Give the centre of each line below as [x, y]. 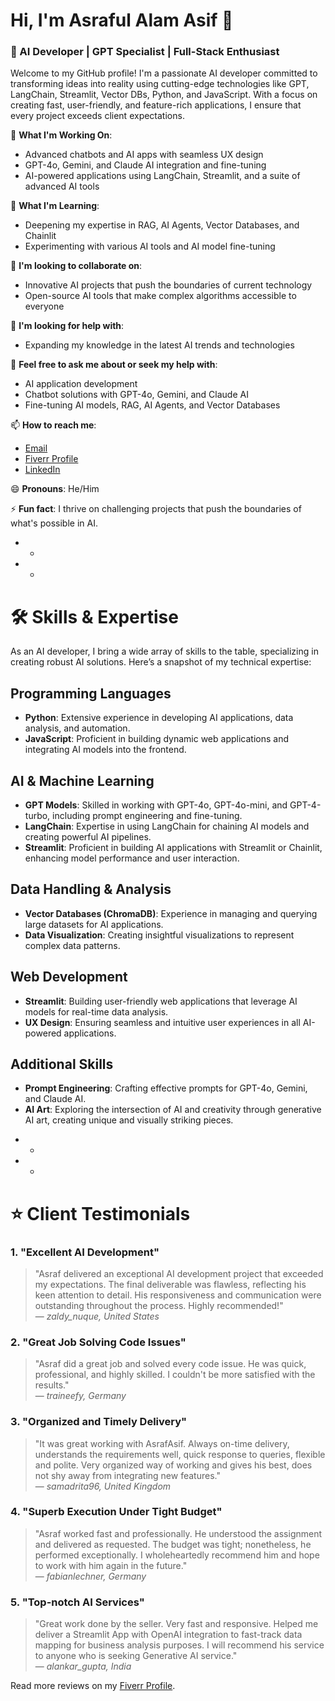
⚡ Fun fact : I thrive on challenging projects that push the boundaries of [156, 509]
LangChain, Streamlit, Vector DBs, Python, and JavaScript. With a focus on [164, 95]
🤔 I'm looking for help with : [67, 326]
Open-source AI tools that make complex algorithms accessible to [160, 296]
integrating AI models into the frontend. [105, 750]
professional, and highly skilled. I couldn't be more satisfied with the [175, 1375]
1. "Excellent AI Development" [85, 1252]
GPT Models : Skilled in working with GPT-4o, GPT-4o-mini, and [156, 805]
